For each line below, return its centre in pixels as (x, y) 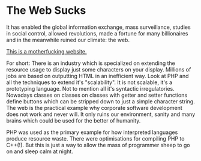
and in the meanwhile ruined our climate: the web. (68, 40)
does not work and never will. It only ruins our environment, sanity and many (101, 114)
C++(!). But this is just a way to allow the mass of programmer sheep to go (98, 145)
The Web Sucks (46, 11)
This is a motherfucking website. (46, 51)
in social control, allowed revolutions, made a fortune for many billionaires (97, 33)
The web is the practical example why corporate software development (94, 108)
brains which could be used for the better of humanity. (73, 120)
